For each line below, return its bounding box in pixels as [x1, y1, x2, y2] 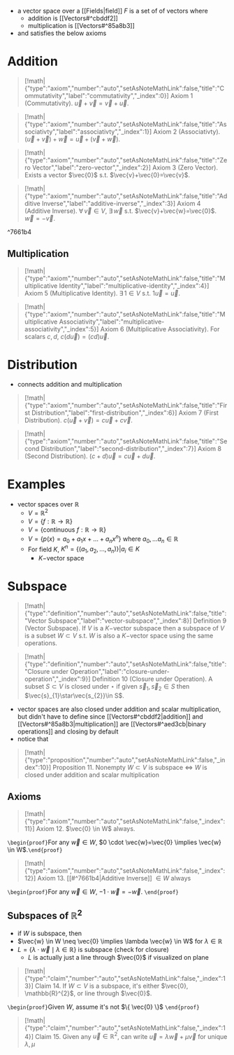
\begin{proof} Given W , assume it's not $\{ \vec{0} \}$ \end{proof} [7, 1002, 200, 1011]
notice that [17, 734, 49, 743]
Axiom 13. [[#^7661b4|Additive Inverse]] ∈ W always [37, 874, 191, 882]
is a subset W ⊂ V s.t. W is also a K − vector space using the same [24, 631, 214, 640]
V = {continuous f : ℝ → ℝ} [27, 525, 107, 534]
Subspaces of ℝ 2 [7, 908, 82, 922]
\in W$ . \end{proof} [7, 845, 63, 854]
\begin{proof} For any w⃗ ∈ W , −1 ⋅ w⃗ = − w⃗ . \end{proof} [7, 887, 180, 896]
